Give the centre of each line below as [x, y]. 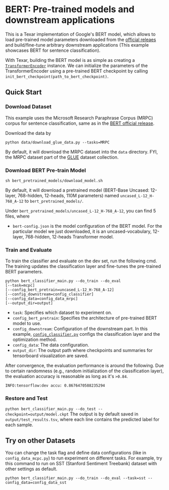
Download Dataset [28, 107]
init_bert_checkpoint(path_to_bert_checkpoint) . [57, 76]
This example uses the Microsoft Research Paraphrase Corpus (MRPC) [79, 118]
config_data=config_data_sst [36, 483]
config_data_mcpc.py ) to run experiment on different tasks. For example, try [84, 458]
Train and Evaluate [29, 250]
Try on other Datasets [40, 441]
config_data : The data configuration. [51, 345]
